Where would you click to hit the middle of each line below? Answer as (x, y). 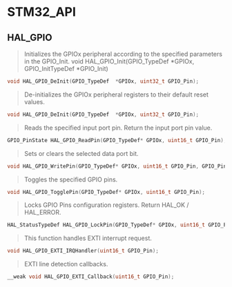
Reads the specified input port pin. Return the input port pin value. (118, 128)
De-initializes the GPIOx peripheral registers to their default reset (116, 95)
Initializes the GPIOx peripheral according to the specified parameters (123, 54)
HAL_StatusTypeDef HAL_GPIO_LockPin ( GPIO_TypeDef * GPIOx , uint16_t (106, 225)
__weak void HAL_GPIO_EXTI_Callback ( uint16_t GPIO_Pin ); (91, 277)
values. (34, 101)
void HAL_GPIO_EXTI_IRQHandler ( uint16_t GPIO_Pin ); (83, 251)
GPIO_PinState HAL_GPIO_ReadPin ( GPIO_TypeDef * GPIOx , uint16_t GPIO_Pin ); (117, 140)
